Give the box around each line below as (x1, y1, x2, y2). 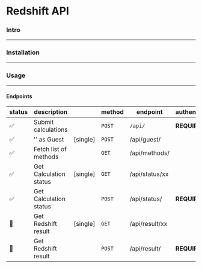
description (34, 108, 68, 116)
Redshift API (6, 4, 69, 18)
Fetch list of (33, 145, 67, 154)
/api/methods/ (129, 149, 170, 157)
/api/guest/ (129, 136, 161, 144)
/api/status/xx (129, 170, 169, 178)
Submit (33, 118, 54, 126)
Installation (6, 48, 40, 57)
